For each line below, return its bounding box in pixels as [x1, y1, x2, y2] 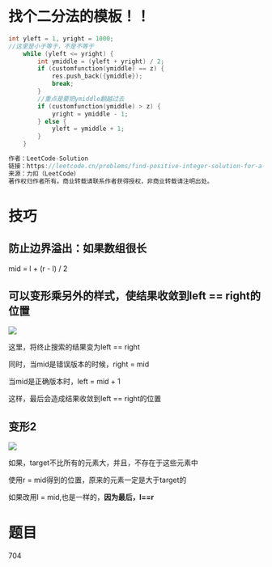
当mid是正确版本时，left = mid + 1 [8, 377, 121, 387]
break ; [51, 80, 74, 88]
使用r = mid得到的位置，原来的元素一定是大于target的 [8, 475, 187, 485]
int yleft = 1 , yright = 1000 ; [8, 34, 114, 43]
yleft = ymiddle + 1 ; [51, 125, 125, 133]
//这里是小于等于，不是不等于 [8, 42, 95, 50]
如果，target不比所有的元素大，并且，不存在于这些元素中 [8, 458, 198, 468]
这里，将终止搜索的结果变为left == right [8, 342, 140, 352]
